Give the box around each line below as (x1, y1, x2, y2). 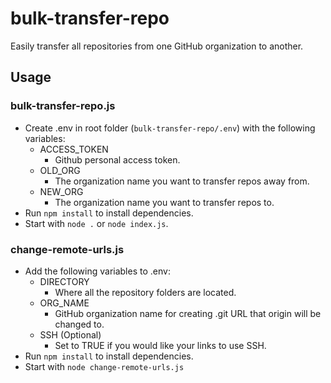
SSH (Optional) (39, 328, 102, 341)
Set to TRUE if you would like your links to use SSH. (54, 339, 267, 351)
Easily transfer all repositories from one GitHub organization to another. (10, 40, 304, 52)
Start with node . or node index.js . (24, 217, 169, 229)
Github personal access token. (54, 153, 181, 166)
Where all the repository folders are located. (54, 286, 237, 298)
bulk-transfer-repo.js (10, 99, 116, 113)
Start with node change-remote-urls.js (24, 360, 185, 372)
